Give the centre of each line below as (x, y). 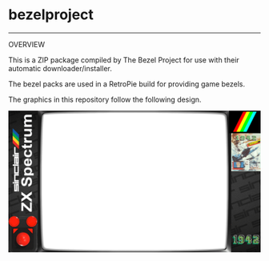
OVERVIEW (27, 44)
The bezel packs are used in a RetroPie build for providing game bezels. (127, 84)
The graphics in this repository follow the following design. (105, 99)
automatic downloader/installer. (60, 68)
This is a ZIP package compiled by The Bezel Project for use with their (124, 60)
